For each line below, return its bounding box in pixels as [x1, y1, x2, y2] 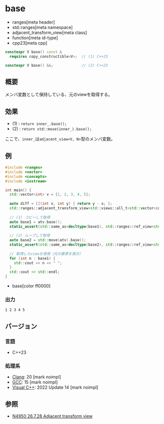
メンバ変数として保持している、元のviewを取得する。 [5, 92, 113, 98]
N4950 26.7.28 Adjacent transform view [12, 413, 93, 419]
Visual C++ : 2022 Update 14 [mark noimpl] [12, 384, 99, 390]
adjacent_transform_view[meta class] [12, 29, 87, 35]
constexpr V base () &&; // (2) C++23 [5, 63, 108, 68]
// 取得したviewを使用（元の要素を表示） [9, 251, 83, 256]
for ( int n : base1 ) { [9, 256, 56, 261]
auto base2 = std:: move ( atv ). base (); [9, 238, 86, 243]
